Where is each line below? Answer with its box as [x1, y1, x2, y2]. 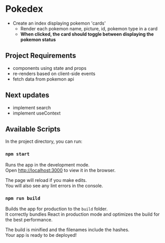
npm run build [5, 195, 40, 201]
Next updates [5, 91, 50, 100]
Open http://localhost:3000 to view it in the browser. [5, 167, 116, 173]
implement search [12, 104, 51, 110]
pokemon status [20, 36, 56, 43]
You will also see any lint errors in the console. [5, 182, 104, 189]
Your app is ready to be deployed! [5, 232, 77, 238]
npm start [5, 151, 30, 157]
